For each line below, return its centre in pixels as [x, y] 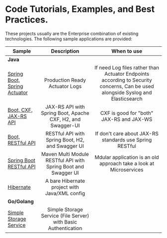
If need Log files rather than [127, 67]
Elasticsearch [127, 99]
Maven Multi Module [65, 154]
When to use [127, 51]
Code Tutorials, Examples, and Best [80, 9]
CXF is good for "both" [127, 113]
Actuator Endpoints [127, 74]
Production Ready [65, 80]
